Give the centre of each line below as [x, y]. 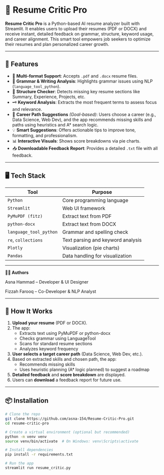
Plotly [15, 248]
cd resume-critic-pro [27, 423]
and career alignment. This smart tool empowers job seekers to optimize [78, 39]
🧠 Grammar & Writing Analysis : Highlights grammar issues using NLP [82, 81]
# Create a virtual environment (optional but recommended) [68, 432]
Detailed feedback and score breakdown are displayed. [69, 375]
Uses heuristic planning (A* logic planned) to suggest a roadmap [84, 370]
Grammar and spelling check [95, 232]
